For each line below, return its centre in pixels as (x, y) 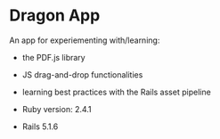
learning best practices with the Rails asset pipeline (116, 92)
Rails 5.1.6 (40, 127)
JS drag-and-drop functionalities (82, 74)
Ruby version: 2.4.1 (57, 109)
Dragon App (55, 16)
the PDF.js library (54, 57)
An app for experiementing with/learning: (85, 40)
